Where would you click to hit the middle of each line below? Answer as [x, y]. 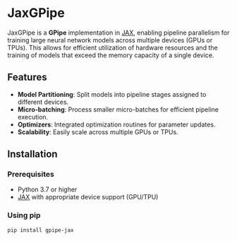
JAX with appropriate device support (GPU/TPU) [88, 197]
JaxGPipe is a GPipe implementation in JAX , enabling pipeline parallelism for [119, 33]
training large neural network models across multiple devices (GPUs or [110, 40]
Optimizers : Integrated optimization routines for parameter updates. [116, 124]
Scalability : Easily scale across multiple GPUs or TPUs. [98, 131]
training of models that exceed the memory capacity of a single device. [111, 55]
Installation [32, 154]
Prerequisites [31, 175]
